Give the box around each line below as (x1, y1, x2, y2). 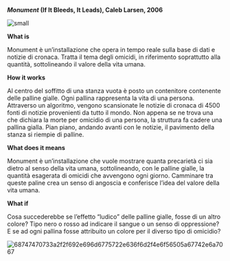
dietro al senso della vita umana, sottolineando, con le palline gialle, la (7, 164, 205, 172)
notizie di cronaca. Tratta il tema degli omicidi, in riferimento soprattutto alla (7, 53, 221, 61)
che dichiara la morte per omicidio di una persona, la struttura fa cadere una (7, 116, 222, 124)
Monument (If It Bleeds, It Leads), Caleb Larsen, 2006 (7, 6, 163, 14)
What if (7, 199, 29, 208)
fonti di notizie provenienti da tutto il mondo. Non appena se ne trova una (7, 109, 214, 116)
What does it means (7, 144, 65, 151)
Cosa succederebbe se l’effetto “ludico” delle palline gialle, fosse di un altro (7, 212, 221, 221)
